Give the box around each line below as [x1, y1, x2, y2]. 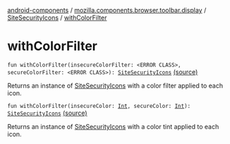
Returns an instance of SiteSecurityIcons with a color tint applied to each [7, 122, 219, 131]
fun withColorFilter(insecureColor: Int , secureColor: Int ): [7, 102, 191, 109]
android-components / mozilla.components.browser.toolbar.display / [7, 6, 207, 14]
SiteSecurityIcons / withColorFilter [7, 13, 107, 22]
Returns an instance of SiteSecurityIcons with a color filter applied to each [7, 81, 224, 90]
